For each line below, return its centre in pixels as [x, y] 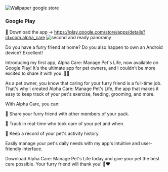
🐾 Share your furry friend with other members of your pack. [67, 114]
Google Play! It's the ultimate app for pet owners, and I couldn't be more [80, 68]
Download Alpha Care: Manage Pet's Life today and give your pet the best [82, 159]
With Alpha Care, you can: [32, 104]
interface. [33, 149]
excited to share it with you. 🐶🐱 [37, 73]
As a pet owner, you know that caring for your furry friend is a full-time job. [83, 83]
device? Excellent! [24, 53]
